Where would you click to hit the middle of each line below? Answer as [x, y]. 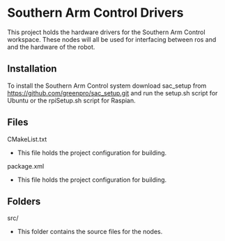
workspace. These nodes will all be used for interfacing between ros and [112, 39]
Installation [32, 69]
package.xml [26, 166]
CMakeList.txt [27, 139]
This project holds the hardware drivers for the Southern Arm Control [106, 32]
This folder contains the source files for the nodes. [90, 232]
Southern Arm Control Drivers [95, 13]
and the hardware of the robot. [51, 47]
